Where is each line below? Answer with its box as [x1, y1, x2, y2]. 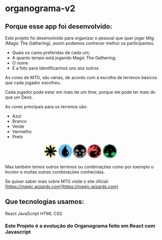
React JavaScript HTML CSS [5, 210, 62, 216]
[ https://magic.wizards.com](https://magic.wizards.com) [5, 183, 119, 189]
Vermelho [12, 129, 32, 134]
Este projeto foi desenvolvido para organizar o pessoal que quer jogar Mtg [5, 35, 154, 41]
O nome [12, 60, 28, 66]
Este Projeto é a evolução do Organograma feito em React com [5, 223, 156, 229]
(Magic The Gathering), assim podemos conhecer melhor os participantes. [5, 40, 155, 46]
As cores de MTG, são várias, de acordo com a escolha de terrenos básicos [5, 75, 157, 80]
